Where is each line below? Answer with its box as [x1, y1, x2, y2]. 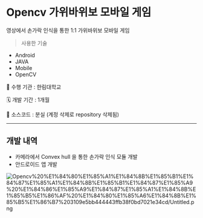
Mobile [14, 64, 33, 71]
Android [14, 51, 35, 59]
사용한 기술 [21, 39, 48, 46]
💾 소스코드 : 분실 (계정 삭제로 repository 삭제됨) [6, 111, 120, 118]
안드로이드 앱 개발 [14, 161, 57, 168]
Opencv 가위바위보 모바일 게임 [6, 5, 152, 19]
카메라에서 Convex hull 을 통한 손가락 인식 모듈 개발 [14, 153, 138, 160]
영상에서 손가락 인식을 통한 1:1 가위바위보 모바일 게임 [6, 27, 130, 34]
